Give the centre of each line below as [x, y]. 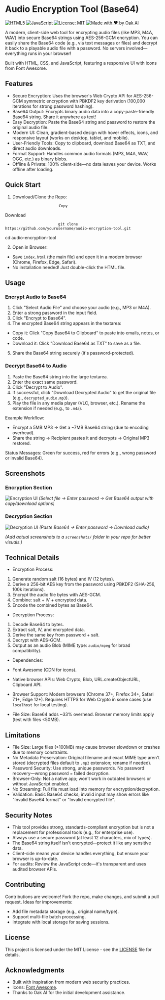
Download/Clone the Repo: [40, 197]
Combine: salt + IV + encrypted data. [50, 600]
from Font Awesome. [26, 68]
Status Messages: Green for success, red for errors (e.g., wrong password [81, 453]
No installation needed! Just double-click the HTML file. [69, 267]
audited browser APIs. [35, 869]
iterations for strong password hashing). [53, 106]
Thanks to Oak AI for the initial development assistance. [69, 993]
